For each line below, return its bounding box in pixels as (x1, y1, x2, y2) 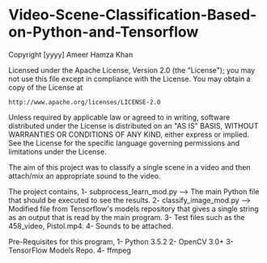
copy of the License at (8, 83, 83, 92)
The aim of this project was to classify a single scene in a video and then (8, 162, 251, 172)
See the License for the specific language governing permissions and (8, 138, 240, 147)
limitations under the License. (8, 146, 107, 156)
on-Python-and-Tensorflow (8, 23, 199, 41)
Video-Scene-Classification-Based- (8, 6, 257, 24)
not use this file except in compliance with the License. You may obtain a (8, 74, 251, 83)
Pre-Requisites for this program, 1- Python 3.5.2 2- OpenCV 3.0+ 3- (8, 236, 235, 246)
